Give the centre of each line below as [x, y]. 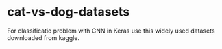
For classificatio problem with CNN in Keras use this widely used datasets [111, 31]
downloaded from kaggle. [44, 37]
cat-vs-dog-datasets [69, 12]
